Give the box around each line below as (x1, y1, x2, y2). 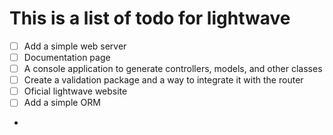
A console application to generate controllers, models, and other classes (23, 63, 323, 75)
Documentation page (23, 52, 111, 63)
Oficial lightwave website (23, 85, 128, 97)
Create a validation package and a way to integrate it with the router (23, 74, 304, 86)
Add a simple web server (23, 40, 127, 52)
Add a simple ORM (23, 97, 101, 109)
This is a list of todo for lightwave (9, 7, 291, 30)
